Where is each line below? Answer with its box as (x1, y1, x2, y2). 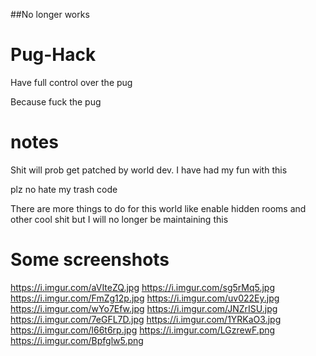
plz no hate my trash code (10, 183, 118, 195)
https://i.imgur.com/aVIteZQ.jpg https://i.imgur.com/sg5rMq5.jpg (10, 281, 276, 293)
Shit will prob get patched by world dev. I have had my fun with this (10, 164, 288, 176)
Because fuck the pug (10, 95, 102, 108)
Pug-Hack (10, 44, 97, 66)
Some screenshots (10, 249, 170, 271)
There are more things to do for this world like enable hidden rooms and (10, 202, 307, 214)
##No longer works (10, 9, 90, 20)
